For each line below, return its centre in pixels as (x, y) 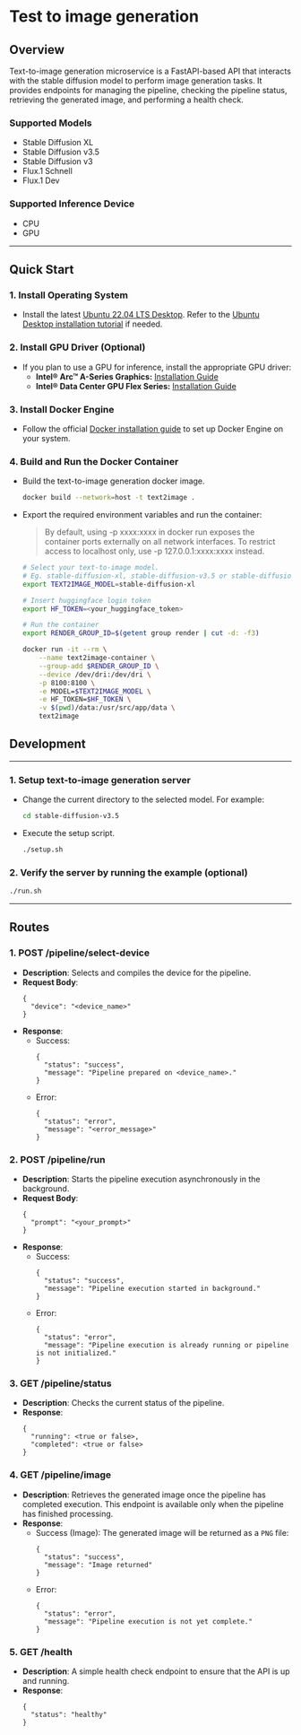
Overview (37, 50)
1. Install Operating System (69, 295)
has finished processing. (68, 1513)
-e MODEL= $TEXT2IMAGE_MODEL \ (95, 691)
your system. (46, 438)
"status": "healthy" (69, 1714)
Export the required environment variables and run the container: (142, 515)
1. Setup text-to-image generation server (100, 780)
